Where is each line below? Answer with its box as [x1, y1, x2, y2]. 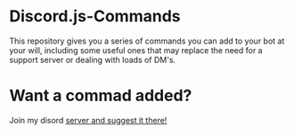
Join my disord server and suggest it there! [9, 114, 167, 125]
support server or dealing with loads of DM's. [9, 54, 176, 65]
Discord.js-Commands [9, 6, 181, 27]
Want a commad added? [9, 86, 192, 106]
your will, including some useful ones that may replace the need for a [9, 44, 263, 55]
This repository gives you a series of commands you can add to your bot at [9, 35, 285, 46]
